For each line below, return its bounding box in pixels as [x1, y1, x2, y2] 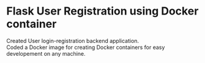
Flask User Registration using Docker [6, 4, 199, 18]
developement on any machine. [6, 50, 86, 57]
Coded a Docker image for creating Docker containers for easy [6, 44, 165, 51]
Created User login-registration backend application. [6, 37, 140, 44]
